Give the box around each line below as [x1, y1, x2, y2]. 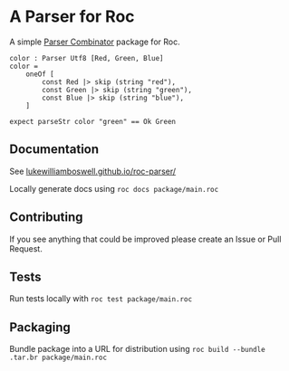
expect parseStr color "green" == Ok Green [9, 117, 177, 126]
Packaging [9, 319, 71, 335]
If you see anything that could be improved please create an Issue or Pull [9, 233, 282, 244]
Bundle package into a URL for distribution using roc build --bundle [9, 344, 265, 355]
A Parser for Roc [9, 6, 135, 27]
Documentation [9, 142, 100, 157]
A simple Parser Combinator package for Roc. [9, 36, 180, 47]
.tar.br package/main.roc [9, 353, 107, 363]
